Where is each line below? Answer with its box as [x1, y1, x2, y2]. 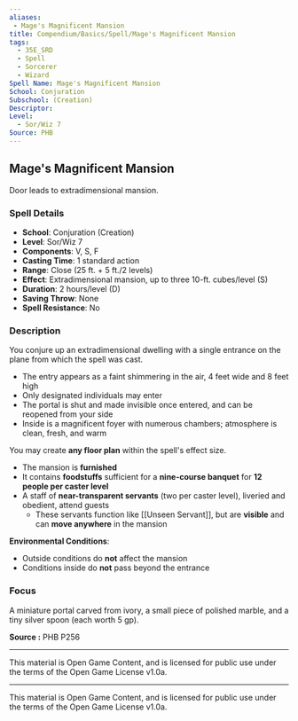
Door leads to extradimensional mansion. [9, 184, 159, 195]
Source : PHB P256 [9, 631, 81, 642]
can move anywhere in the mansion [35, 519, 168, 529]
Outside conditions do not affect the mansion [21, 553, 188, 564]
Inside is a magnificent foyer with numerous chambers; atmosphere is [21, 419, 278, 429]
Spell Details [9, 207, 65, 219]
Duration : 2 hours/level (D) [21, 283, 122, 294]
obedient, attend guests [21, 500, 109, 511]
